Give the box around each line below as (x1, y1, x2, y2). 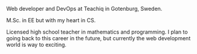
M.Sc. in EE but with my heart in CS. (6, 17, 96, 23)
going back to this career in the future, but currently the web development (6, 35, 191, 41)
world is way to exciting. (6, 41, 66, 48)
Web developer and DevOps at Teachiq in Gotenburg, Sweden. (6, 5, 163, 12)
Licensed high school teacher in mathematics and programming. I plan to (6, 28, 189, 35)
